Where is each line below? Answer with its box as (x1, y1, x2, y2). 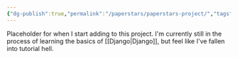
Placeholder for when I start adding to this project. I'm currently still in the (6, 29, 222, 38)
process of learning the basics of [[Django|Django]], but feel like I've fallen (6, 36, 225, 45)
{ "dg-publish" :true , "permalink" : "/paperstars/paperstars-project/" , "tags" (6, 10, 233, 17)
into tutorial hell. (6, 44, 54, 52)
